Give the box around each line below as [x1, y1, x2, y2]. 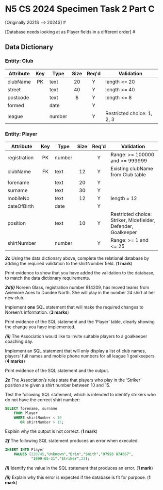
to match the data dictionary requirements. [5, 275, 91, 281]
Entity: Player [5, 130, 38, 137]
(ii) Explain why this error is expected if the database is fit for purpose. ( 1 [5, 474, 151, 480]
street [7, 86, 21, 93]
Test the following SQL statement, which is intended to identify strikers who [5, 391, 156, 397]
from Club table [111, 171, 147, 178]
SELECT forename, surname [5, 406, 57, 411]
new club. [5, 295, 25, 301]
